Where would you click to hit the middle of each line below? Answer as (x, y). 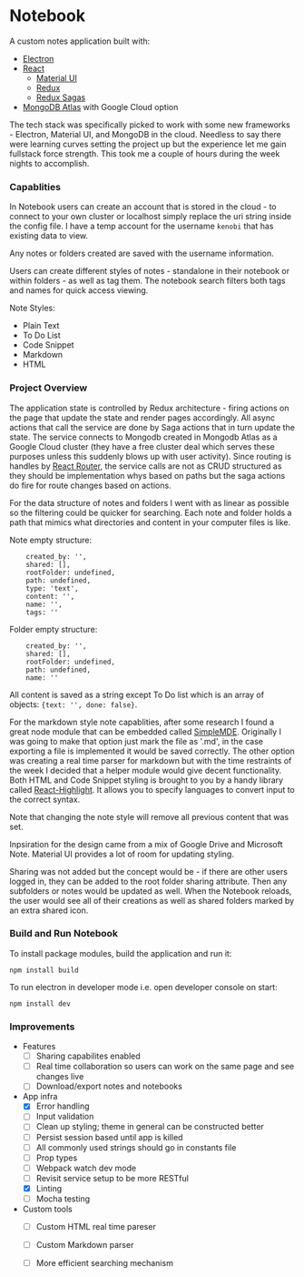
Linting (49, 1188)
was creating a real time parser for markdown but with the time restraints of (151, 760)
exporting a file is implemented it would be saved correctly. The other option (152, 751)
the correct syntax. (45, 799)
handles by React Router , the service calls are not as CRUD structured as (146, 466)
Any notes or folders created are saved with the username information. (142, 253)
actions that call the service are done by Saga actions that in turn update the (152, 427)
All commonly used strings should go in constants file (136, 1147)
